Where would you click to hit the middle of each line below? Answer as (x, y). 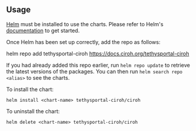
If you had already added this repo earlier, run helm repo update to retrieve (98, 65)
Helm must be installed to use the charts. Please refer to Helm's (85, 24)
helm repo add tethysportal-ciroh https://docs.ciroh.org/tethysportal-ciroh (98, 54)
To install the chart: (30, 89)
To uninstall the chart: (33, 111)
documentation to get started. (43, 30)
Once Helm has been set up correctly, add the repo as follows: (83, 42)
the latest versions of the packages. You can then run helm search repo (94, 71)
